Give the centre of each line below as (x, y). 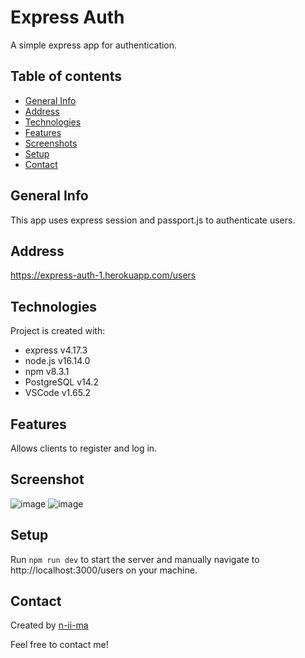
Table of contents (66, 76)
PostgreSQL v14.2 (61, 382)
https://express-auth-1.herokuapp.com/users (103, 275)
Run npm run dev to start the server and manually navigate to (135, 559)
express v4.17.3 (56, 350)
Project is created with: (58, 331)
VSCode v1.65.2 (58, 393)
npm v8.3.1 (47, 372)
